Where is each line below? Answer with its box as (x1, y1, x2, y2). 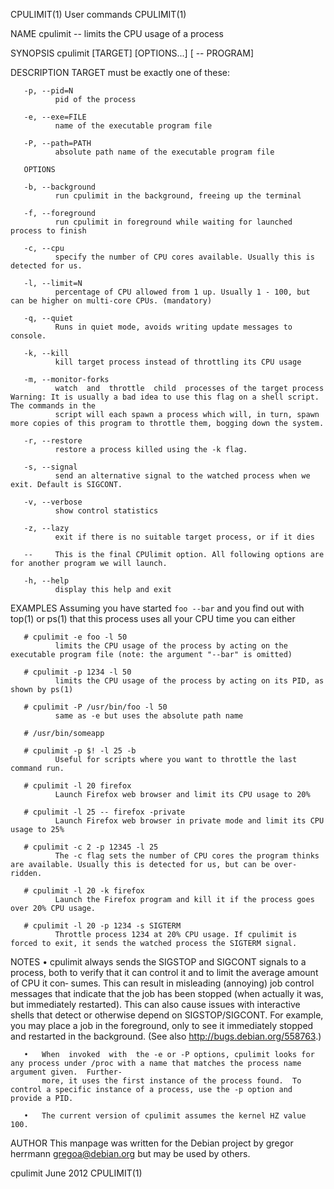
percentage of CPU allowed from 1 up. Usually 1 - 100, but (54, 287, 311, 297)
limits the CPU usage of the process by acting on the (54, 641, 288, 651)
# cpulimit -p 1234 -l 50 (23, 667, 132, 677)
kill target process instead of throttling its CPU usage (54, 357, 302, 367)
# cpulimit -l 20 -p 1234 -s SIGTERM (23, 921, 182, 931)
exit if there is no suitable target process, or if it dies (54, 532, 315, 542)
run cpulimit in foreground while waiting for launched (54, 217, 293, 227)
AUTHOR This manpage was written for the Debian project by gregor (10, 1137, 294, 1149)
